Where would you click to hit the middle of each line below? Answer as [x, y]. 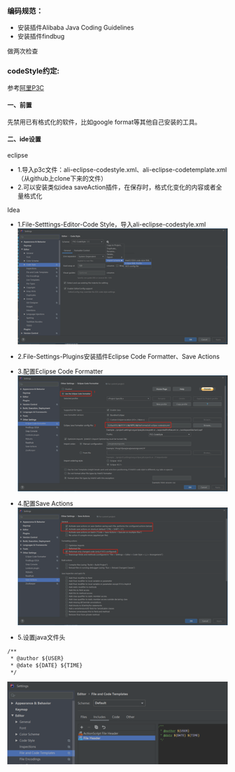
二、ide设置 [24, 139]
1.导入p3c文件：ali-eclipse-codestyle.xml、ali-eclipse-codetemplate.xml [122, 170]
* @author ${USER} [37, 658]
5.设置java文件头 [41, 637]
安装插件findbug [41, 36]
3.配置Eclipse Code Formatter [60, 372]
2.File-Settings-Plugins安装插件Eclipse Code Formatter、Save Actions [119, 357]
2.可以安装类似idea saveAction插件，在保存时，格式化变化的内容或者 [117, 187]
